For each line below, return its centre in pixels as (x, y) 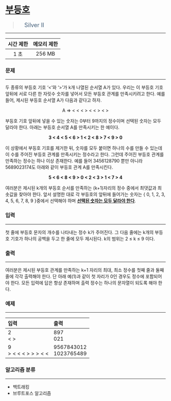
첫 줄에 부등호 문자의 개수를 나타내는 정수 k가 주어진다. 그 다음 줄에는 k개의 (79, 232)
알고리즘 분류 (20, 370)
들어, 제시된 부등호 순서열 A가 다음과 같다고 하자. (53, 100)
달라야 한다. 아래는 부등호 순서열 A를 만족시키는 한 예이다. (62, 127)
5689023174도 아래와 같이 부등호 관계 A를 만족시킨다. (59, 167)
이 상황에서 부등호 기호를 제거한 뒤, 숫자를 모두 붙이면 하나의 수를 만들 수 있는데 (84, 148)
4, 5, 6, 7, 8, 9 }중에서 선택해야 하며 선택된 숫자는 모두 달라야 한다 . (71, 201)
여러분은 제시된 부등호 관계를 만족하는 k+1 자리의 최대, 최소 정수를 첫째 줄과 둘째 (85, 270)
